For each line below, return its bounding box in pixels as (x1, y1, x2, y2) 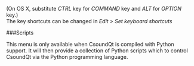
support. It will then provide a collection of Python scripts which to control (6, 47, 188, 54)
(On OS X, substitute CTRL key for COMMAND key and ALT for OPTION (6, 5, 182, 12)
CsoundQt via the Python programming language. (6, 54, 128, 60)
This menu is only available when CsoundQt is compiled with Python (6, 41, 174, 48)
